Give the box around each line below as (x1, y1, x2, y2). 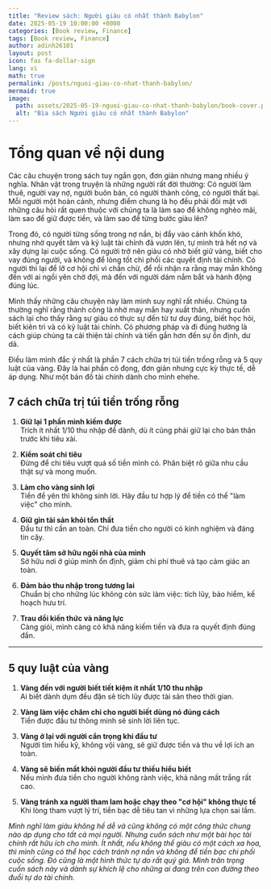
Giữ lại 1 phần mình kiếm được (19, 416, 123, 426)
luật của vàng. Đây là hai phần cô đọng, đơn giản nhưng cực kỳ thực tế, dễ (8, 363, 256, 373)
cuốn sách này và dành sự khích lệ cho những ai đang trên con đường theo (8, 864, 260, 874)
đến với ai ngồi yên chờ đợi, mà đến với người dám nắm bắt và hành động (8, 272, 252, 282)
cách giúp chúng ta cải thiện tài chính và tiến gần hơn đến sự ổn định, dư (8, 330, 251, 340)
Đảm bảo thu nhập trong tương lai (19, 580, 135, 590)
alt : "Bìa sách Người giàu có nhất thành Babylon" (15, 110, 190, 118)
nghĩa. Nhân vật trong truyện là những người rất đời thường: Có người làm (8, 179, 252, 189)
